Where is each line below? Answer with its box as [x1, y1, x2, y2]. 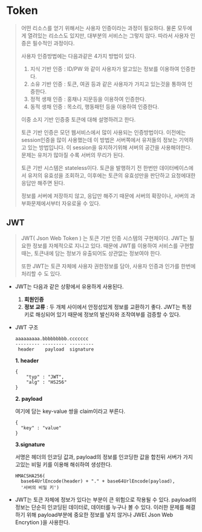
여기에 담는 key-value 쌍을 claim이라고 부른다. [15, 407, 126, 415]
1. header [15, 357, 39, 364]
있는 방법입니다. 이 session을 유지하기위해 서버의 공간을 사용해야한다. [27, 143, 192, 151]
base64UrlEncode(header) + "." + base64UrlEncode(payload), [21, 478, 175, 484]
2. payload [15, 395, 42, 402]
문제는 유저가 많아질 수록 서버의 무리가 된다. [21, 151, 125, 158]
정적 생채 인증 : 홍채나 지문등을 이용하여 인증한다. [30, 95, 146, 103]
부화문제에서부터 [21, 199, 60, 207]
